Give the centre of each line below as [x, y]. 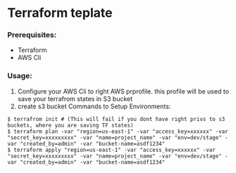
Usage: [20, 76]
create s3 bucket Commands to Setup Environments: [94, 106]
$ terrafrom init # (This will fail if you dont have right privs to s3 [116, 119]
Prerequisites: [32, 35]
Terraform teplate [60, 13]
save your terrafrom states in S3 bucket [75, 98]
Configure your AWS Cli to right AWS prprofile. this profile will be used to [123, 91]
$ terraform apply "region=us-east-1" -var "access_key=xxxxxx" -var [112, 150]
